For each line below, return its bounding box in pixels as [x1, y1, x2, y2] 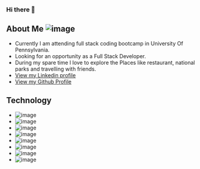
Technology [6, 95, 52, 105]
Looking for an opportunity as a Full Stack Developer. [14, 52, 147, 59]
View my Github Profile [14, 78, 72, 85]
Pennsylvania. [14, 46, 50, 53]
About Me [6, 24, 44, 34]
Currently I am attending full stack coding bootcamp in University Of [14, 40, 184, 47]
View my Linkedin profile [14, 71, 76, 79]
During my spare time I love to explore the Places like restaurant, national [14, 59, 195, 66]
